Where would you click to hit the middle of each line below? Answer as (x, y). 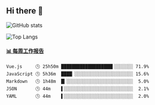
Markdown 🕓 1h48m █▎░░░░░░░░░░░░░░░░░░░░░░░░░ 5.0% (78, 82)
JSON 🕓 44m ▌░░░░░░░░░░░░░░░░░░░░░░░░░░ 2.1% (78, 89)
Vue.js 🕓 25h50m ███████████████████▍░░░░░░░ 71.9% (78, 67)
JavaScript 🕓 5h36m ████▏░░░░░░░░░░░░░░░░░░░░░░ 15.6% (78, 74)
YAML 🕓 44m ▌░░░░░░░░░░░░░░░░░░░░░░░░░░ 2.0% (78, 96)
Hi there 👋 (25, 11)
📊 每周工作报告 (25, 51)
